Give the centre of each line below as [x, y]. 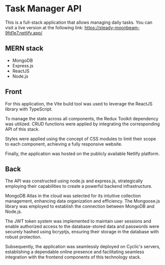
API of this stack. [22, 129]
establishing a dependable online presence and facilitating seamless [75, 252]
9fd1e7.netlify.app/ [24, 33]
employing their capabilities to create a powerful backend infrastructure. [79, 186]
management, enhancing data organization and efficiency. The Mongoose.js [83, 201]
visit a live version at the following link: [44, 27]
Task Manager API [43, 9]
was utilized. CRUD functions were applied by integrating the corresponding [82, 124]
